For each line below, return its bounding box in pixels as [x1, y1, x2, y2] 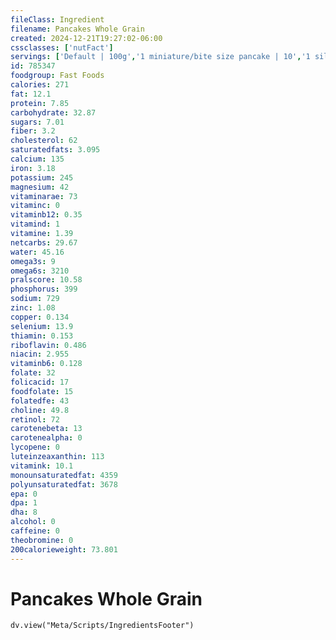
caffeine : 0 [10, 526, 60, 536]
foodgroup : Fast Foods [10, 71, 105, 81]
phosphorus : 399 [10, 284, 78, 295]
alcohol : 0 [10, 517, 56, 527]
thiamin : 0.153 [10, 331, 74, 341]
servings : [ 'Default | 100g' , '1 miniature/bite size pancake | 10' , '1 [10, 52, 311, 62]
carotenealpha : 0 [10, 433, 83, 443]
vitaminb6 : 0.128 [10, 359, 83, 369]
